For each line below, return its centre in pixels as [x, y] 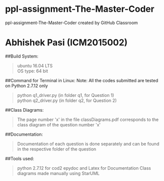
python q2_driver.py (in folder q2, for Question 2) [67, 100]
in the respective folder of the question [57, 149]
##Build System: [22, 56]
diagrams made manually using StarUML [58, 173]
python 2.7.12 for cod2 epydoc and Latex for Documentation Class [84, 168]
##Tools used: [20, 158]
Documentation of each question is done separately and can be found [88, 144]
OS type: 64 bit [33, 71]
